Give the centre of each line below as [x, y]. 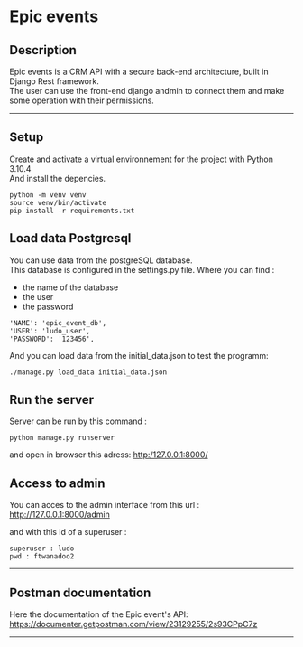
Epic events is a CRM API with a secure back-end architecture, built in [139, 71]
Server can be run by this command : [78, 421]
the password [48, 306]
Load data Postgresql [70, 238]
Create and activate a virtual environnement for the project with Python [141, 159]
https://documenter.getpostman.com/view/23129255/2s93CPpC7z [133, 624]
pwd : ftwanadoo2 [42, 557]
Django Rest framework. [54, 81]
